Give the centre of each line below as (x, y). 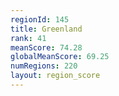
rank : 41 (28, 38)
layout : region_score (55, 76)
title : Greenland (46, 29)
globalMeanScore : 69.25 (60, 57)
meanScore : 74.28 (46, 47)
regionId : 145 (40, 19)
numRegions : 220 (44, 66)
